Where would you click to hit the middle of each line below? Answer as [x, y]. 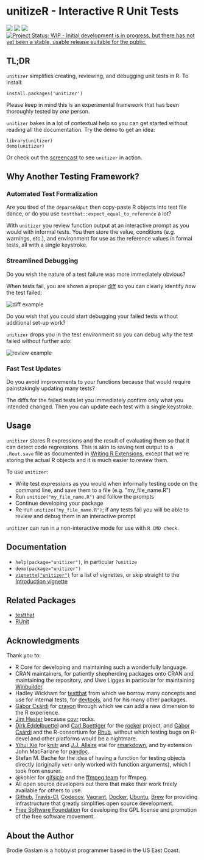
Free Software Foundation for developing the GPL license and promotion [106, 810]
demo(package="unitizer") [48, 569]
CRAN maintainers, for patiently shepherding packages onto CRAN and [104, 674]
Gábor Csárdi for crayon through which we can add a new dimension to [105, 706]
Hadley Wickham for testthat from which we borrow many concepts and [105, 693]
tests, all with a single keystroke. [47, 245]
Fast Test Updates [34, 369]
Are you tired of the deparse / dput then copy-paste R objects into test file [97, 207]
